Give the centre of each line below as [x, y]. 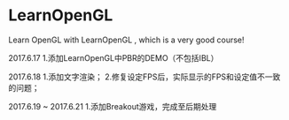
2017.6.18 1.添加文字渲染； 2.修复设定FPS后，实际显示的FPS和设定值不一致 [144, 77]
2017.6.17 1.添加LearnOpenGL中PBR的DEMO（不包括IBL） [113, 57]
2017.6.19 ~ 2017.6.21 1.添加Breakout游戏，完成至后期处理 [113, 106]
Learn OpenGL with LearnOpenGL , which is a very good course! [126, 40]
